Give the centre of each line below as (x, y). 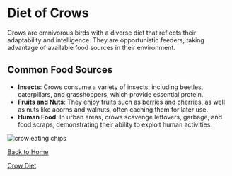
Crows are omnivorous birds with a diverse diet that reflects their (102, 33)
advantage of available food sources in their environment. (91, 47)
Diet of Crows (48, 13)
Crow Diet (22, 165)
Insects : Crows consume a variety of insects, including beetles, (110, 87)
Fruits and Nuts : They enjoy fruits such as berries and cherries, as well (121, 102)
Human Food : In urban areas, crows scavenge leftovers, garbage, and (120, 117)
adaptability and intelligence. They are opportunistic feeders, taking (106, 40)
